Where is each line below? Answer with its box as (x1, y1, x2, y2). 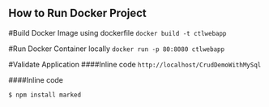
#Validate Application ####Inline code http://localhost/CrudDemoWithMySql (8, 59, 262, 69)
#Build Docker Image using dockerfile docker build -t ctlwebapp (8, 28, 227, 37)
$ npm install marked (8, 91, 82, 99)
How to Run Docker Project (8, 6, 147, 20)
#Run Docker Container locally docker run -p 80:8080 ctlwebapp (8, 44, 225, 53)
